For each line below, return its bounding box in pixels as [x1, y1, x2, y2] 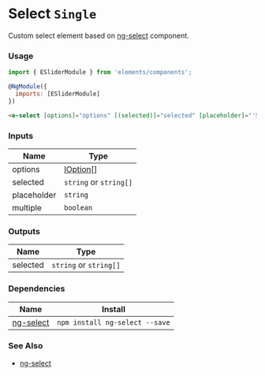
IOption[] [64, 163, 98, 174]
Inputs [8, 130, 34, 141]
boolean [64, 203, 93, 212]
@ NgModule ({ [8, 83, 47, 91]
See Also [8, 341, 43, 352]
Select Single [8, 5, 97, 23]
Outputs [8, 225, 41, 236]
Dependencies [8, 283, 65, 294]
